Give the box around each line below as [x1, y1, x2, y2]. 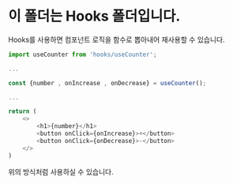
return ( [8, 107, 37, 115]
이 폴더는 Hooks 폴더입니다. [8, 7, 181, 25]
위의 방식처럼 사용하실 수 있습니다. [8, 167, 114, 176]
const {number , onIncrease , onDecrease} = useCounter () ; [8, 79, 207, 87]
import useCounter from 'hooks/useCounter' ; [8, 51, 157, 58]
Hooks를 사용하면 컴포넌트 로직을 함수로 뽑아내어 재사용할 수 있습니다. [8, 35, 225, 44]
